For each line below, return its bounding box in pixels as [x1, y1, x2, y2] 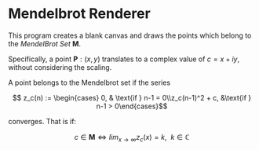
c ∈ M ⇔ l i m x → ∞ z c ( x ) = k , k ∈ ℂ [74, 132, 190, 144]
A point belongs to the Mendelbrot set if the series [8, 78, 171, 87]
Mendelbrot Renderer [8, 5, 151, 23]
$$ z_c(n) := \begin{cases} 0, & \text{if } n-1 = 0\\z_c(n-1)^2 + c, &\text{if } [12, 93, 252, 102]
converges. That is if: [8, 116, 77, 126]
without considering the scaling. [8, 62, 112, 71]
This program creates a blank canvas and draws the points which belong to [8, 31, 252, 40]
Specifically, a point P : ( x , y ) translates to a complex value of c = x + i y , [8, 54, 240, 64]
